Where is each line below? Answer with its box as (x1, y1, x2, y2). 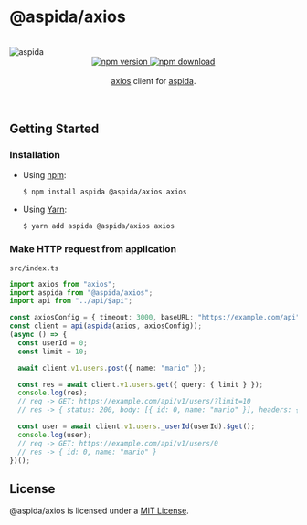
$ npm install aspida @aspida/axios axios (22, 187, 187, 196)
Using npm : (22, 169, 67, 180)
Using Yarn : (22, 204, 67, 215)
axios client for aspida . (111, 75, 196, 86)
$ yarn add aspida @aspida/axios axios (22, 221, 175, 230)
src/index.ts (9, 263, 59, 273)
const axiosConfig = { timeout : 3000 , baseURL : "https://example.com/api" (9, 313, 301, 322)
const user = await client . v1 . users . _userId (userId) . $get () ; (17, 422, 256, 431)
